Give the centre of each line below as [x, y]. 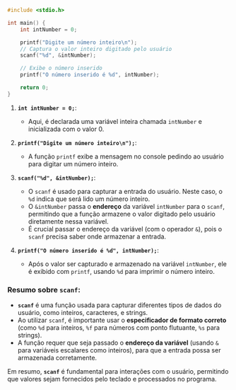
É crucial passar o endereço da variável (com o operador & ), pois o [125, 229]
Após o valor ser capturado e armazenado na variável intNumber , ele [128, 264]
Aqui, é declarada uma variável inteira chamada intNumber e [115, 121]
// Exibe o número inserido [61, 68]
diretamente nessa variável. [68, 221]
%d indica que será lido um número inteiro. [89, 199]
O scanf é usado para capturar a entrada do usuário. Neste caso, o [125, 191]
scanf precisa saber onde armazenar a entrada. [97, 236]
